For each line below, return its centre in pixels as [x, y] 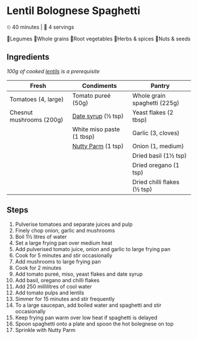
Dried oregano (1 [156, 165]
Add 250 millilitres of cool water [53, 286]
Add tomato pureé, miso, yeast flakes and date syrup [79, 274]
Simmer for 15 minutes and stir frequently [65, 299]
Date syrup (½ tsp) [98, 116]
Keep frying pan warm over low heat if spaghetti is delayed [86, 317]
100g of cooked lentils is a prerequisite [53, 71]
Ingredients [28, 57]
